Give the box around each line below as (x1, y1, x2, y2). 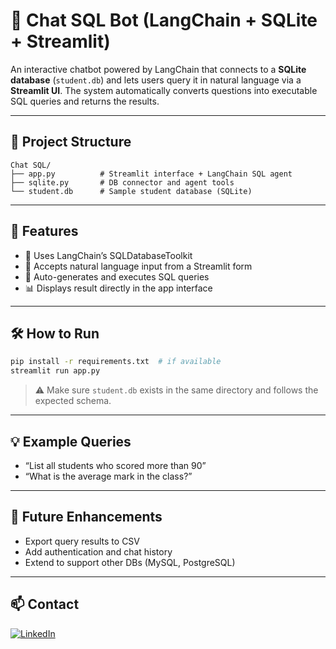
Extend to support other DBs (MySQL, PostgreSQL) (24, 556, 236, 568)
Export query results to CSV (24, 535, 141, 547)
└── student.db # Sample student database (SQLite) (10, 186, 253, 196)
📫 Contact (10, 596, 80, 613)
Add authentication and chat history (24, 545, 173, 558)
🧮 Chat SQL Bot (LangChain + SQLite (10, 9, 318, 32)
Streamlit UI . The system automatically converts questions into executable (10, 84, 318, 96)
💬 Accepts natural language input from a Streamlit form (24, 260, 253, 272)
